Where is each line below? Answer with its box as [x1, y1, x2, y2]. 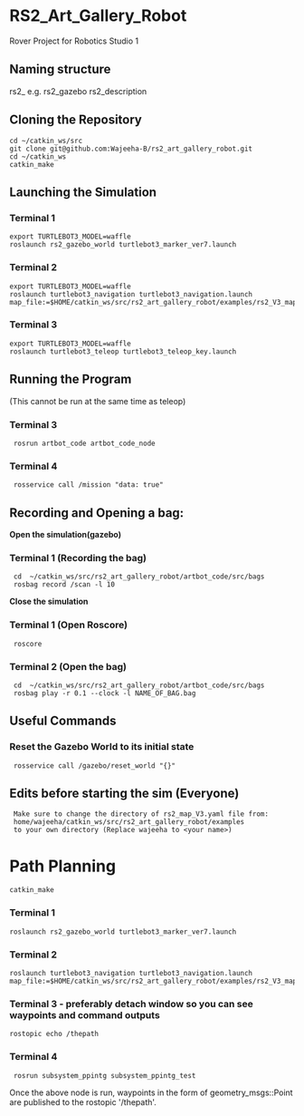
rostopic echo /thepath [9, 1030, 100, 1039]
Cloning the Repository [9, 112, 142, 128]
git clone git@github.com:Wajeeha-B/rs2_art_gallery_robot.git [9, 144, 253, 153]
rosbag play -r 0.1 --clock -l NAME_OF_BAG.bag [13, 688, 196, 698]
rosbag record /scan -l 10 [13, 580, 116, 589]
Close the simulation [9, 596, 89, 607]
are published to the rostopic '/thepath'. [9, 1096, 157, 1107]
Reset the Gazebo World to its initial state [9, 741, 195, 753]
